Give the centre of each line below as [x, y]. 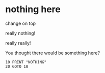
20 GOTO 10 [17, 66]
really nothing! [20, 33]
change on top [21, 23]
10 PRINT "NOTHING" [26, 62]
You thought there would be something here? [53, 53]
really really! [18, 43]
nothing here [33, 9]
